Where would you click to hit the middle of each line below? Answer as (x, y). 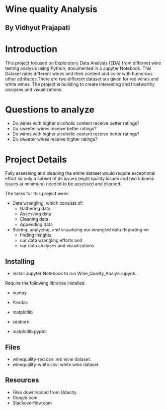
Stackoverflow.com (32, 403)
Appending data (36, 224)
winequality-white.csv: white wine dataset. (56, 365)
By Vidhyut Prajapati (38, 28)
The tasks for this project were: (37, 194)
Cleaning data (34, 219)
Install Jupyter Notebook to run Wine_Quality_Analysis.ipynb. (74, 274)
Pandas (20, 303)
